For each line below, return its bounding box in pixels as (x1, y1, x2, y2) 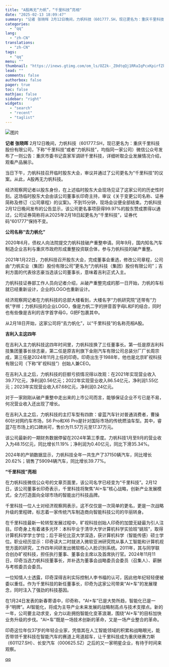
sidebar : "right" (5, 96, 42, 101)
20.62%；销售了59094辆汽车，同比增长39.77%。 (5, 458, 109, 464)
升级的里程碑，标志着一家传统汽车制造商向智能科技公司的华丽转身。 (5, 509, 146, 515)
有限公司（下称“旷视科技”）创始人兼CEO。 (5, 360, 94, 366)
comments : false (5, 73, 39, 78)
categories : (5, 21, 30, 27)
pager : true (5, 82, 30, 87)
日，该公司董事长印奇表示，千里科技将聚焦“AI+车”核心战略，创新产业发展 (5, 485, 157, 491)
